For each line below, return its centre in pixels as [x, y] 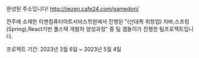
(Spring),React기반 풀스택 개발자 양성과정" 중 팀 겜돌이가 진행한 [82, 29]
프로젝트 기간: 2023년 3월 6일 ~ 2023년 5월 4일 [64, 49]
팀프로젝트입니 [177, 29]
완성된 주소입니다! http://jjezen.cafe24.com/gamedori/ [73, 9]
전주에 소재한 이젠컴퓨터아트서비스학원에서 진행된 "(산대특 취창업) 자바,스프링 [98, 22]
